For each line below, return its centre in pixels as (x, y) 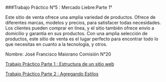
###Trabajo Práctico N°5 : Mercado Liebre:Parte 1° (59, 7)
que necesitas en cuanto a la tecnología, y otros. (56, 44)
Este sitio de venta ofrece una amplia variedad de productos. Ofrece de (80, 17)
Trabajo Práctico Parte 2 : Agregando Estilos (52, 74)
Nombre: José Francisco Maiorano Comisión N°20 (58, 54)
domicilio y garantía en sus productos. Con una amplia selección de (77, 33)
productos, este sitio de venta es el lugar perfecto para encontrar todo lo (82, 39)
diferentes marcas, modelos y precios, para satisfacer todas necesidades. (83, 23)
